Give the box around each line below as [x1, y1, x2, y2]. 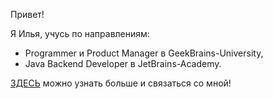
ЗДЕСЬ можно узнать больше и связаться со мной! [10, 77, 232, 89]
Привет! [10, 9, 45, 20]
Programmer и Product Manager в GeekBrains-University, [24, 47, 264, 59]
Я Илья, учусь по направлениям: [10, 28, 150, 39]
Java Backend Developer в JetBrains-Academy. [24, 58, 222, 69]
